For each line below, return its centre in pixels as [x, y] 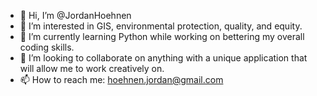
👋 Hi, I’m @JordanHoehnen [75, 15]
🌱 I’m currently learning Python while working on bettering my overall [162, 36]
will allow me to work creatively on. [92, 68]
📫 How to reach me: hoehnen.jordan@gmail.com [121, 79]
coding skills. [47, 47]
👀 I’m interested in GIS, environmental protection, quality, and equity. [161, 26]
